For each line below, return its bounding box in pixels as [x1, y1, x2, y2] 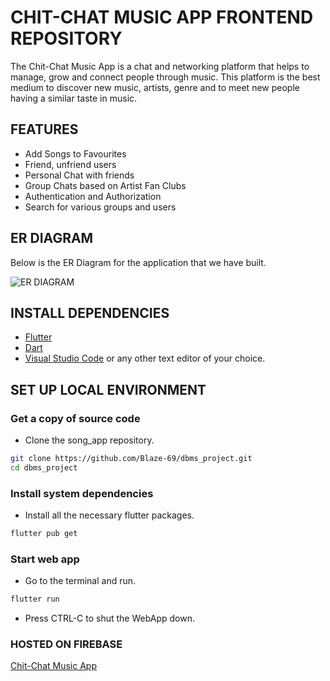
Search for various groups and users [24, 201, 177, 213]
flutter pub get [10, 529, 78, 539]
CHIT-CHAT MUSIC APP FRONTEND [10, 6, 314, 29]
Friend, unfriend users [24, 158, 117, 170]
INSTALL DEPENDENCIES [10, 304, 170, 321]
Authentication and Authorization [24, 190, 162, 202]
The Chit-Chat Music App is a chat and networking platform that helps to [10, 60, 310, 72]
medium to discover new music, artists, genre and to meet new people [10, 81, 300, 93]
